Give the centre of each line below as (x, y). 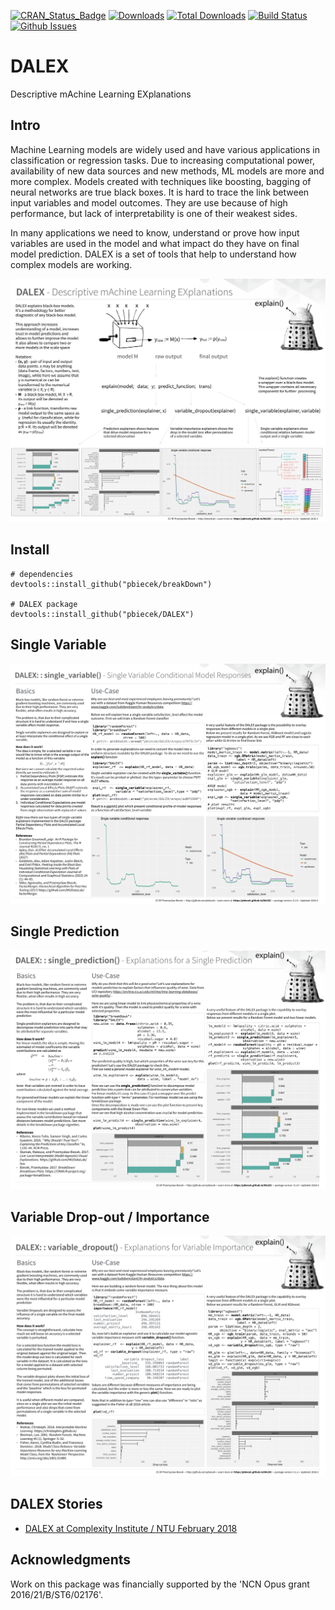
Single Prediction (65, 931)
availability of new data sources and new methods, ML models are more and (167, 171)
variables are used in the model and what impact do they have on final (155, 243)
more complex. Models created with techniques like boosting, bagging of (161, 181)
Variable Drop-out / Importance (110, 1216)
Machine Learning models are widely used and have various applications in (165, 149)
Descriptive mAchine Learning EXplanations (101, 94)
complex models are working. (71, 264)
